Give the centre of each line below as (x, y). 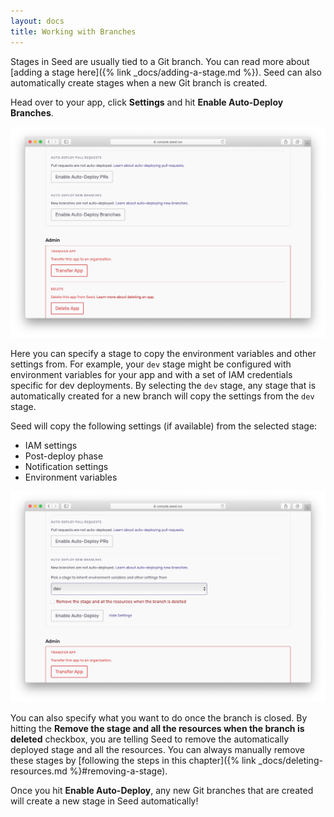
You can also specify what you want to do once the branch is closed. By (159, 717)
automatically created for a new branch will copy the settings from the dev (162, 396)
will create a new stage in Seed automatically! (104, 801)
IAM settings (51, 445)
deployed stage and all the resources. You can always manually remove (158, 749)
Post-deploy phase (64, 456)
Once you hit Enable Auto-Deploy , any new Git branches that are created (162, 790)
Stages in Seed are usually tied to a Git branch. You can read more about (160, 61)
